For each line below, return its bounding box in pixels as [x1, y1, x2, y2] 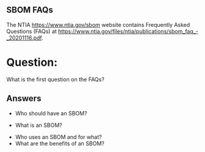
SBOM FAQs [6, 5, 53, 15]
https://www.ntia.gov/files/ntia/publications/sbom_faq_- [58, 27, 199, 35]
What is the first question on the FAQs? [6, 76, 105, 83]
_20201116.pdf [6, 34, 42, 42]
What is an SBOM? [15, 121, 62, 129]
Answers [6, 93, 42, 104]
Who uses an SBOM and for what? [15, 133, 102, 140]
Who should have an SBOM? [15, 109, 88, 117]
